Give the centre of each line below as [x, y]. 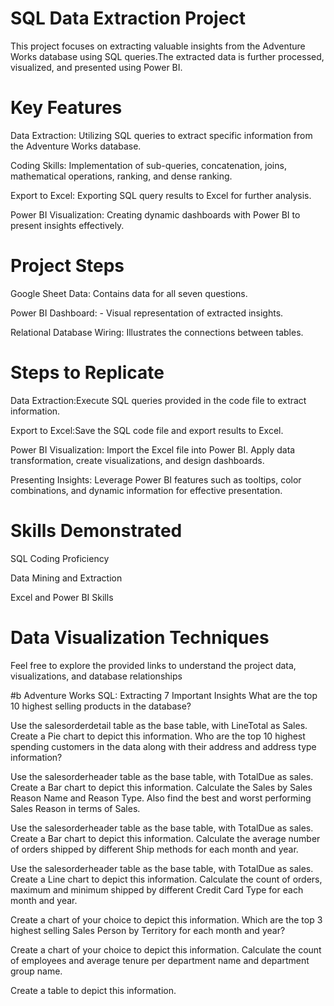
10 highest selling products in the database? [101, 706]
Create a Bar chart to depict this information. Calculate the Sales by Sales [161, 787]
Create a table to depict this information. [93, 990]
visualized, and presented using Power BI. [96, 67]
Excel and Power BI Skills [62, 597]
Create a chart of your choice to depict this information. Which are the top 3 [166, 919]
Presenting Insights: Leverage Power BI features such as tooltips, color [156, 479]
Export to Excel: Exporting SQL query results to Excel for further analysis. [161, 195]
